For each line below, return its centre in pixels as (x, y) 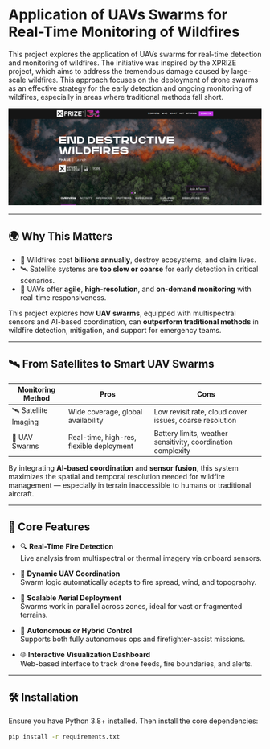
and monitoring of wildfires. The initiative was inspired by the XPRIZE (123, 63)
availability (86, 420)
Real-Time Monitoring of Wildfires (124, 32)
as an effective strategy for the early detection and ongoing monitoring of (130, 88)
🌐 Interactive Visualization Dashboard (85, 654)
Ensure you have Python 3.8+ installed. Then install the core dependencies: (133, 721)
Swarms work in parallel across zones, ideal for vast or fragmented (131, 606)
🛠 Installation (43, 698)
